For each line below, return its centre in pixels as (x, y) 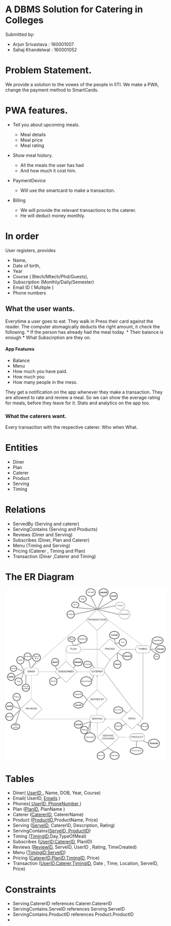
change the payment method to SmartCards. (52, 90)
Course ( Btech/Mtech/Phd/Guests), (50, 276)
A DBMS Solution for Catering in (74, 9)
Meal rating (32, 145)
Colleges (24, 20)
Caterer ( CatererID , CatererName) (48, 815)
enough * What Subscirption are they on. (48, 337)
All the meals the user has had (52, 165)
